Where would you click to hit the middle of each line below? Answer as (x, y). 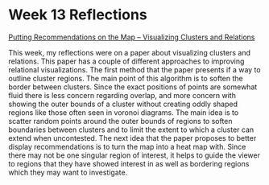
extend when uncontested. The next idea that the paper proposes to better (132, 138)
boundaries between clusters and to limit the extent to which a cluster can (131, 129)
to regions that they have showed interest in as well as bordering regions (129, 163)
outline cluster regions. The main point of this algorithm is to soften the (126, 78)
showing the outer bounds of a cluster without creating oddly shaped (123, 104)
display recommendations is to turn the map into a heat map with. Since (127, 146)
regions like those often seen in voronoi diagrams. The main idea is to (124, 112)
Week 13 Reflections (78, 15)
